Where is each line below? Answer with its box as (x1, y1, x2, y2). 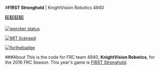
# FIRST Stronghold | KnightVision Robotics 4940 (5, 5, 104, 10)
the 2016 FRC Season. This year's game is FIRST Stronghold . (5, 59, 128, 65)
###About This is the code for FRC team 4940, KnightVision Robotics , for (5, 54, 155, 60)
